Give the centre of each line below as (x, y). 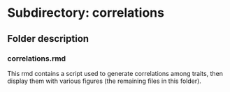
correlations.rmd (37, 59)
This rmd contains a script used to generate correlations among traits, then (115, 73)
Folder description (48, 39)
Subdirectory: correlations (86, 13)
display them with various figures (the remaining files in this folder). (104, 81)
